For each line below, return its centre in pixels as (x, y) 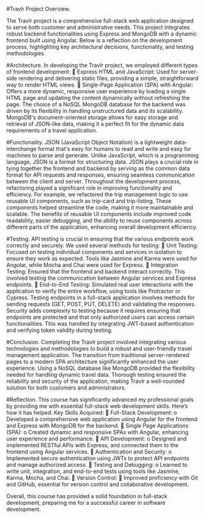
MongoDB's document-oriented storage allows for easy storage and (92, 117)
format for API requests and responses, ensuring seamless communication (100, 175)
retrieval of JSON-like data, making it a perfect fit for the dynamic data (95, 124)
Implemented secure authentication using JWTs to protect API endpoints (98, 458)
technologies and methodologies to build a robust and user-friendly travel (99, 348)
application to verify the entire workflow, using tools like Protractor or (93, 291)
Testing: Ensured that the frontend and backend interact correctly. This (96, 271)
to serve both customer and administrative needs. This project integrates (98, 27)
